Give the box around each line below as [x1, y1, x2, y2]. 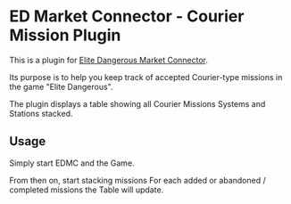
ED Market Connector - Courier [9, 6, 245, 27]
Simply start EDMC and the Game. [9, 158, 136, 168]
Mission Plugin [9, 25, 121, 45]
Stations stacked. [9, 108, 73, 118]
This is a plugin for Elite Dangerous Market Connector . [9, 54, 208, 65]
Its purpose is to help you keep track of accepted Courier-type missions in [9, 71, 283, 82]
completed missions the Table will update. [9, 184, 164, 195]
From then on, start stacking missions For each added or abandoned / [9, 175, 266, 185]
